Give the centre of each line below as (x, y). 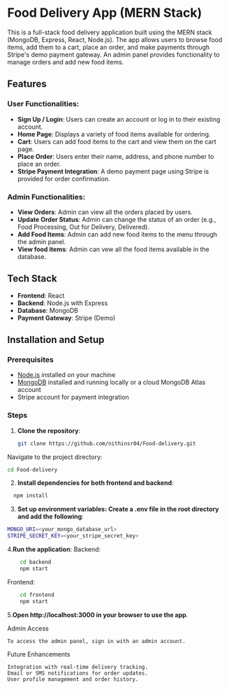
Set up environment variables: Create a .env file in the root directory (118, 509)
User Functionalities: (43, 104)
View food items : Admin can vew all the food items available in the (113, 249)
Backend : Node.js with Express (62, 303)
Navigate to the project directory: (55, 457)
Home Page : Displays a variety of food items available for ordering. (114, 134)
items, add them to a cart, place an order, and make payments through (109, 47)
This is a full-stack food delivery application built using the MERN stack (110, 32)
